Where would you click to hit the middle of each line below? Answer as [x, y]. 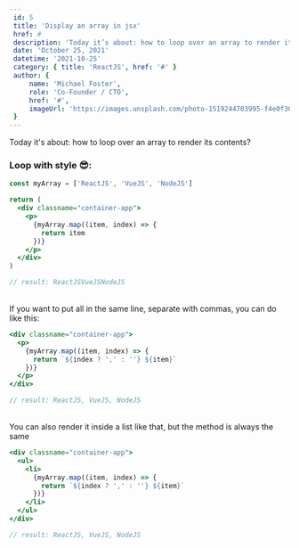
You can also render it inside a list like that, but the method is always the [141, 427]
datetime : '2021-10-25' [57, 59]
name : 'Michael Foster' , [75, 84]
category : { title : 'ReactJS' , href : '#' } [95, 68]
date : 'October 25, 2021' [61, 51]
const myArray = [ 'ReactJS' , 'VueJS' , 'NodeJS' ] [101, 184]
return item [64, 233]
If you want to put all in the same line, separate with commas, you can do [143, 309]
